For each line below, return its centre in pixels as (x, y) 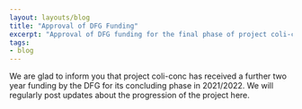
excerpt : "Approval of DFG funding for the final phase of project (138, 34)
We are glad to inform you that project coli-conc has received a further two (148, 76)
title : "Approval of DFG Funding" (74, 26)
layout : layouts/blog (50, 17)
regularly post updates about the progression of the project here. (129, 96)
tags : (19, 42)
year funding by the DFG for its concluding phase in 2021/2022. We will (142, 86)
